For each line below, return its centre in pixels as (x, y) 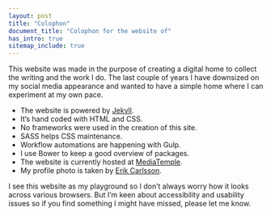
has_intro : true (36, 38)
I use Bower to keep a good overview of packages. (105, 154)
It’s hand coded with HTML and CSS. (81, 119)
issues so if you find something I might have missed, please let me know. (130, 204)
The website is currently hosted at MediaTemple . (102, 162)
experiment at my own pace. (56, 95)
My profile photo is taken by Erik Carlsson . (91, 171)
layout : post (30, 16)
